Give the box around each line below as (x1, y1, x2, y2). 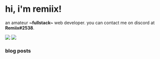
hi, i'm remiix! (5, 3, 62, 15)
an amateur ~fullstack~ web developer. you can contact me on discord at (5, 20, 155, 26)
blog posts (5, 47, 31, 54)
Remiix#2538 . (5, 25, 34, 30)
